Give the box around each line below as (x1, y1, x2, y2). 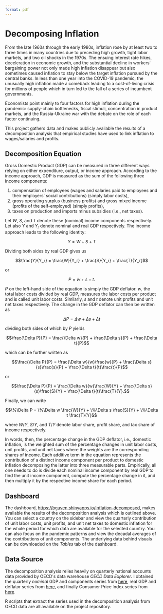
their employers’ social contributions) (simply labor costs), (12, 193, 129, 199)
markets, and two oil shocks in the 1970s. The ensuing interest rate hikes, (5, 55, 152, 60)
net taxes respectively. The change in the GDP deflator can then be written (5, 302, 155, 307)
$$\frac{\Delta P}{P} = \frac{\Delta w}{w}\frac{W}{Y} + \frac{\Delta (11, 383, 147, 389)
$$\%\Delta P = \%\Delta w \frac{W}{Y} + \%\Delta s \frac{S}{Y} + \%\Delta (5, 407, 158, 413)
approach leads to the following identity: (5, 230, 86, 235)
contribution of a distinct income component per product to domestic (5, 457, 144, 463)
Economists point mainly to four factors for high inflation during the (5, 100, 140, 106)
